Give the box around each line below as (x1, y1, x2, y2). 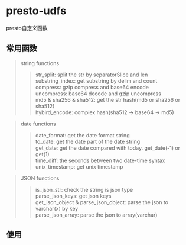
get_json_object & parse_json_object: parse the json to (35, 198, 169, 205)
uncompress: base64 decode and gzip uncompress (35, 90, 161, 97)
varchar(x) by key (35, 205, 79, 212)
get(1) (35, 150, 50, 157)
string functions (20, 59, 60, 66)
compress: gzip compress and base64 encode (35, 83, 149, 91)
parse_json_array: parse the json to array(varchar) (35, 211, 158, 218)
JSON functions (20, 175, 60, 182)
